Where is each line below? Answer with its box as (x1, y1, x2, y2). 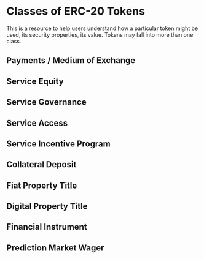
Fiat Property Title (6, 180, 77, 190)
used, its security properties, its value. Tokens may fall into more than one (6, 31, 194, 38)
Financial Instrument (6, 222, 87, 232)
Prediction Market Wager (6, 242, 104, 253)
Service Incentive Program (6, 138, 111, 149)
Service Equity (6, 76, 64, 86)
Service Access (6, 118, 68, 128)
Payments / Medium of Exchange (6, 55, 136, 66)
